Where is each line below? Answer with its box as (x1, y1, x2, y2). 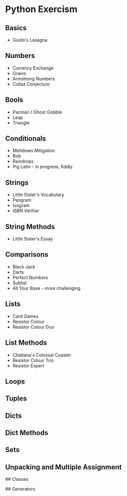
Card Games (12, 313, 39, 319)
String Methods (5, 222, 55, 231)
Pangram (12, 197, 32, 203)
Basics (5, 24, 27, 32)
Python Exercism (5, 4, 78, 15)
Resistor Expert (12, 362, 44, 368)
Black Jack (12, 264, 36, 270)
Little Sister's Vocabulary (12, 192, 64, 198)
